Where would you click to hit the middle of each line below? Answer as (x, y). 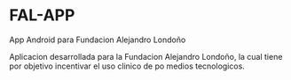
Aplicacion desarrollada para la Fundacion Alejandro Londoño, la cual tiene (146, 56)
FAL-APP (42, 15)
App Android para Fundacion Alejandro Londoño (98, 40)
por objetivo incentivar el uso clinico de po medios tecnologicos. (127, 66)
